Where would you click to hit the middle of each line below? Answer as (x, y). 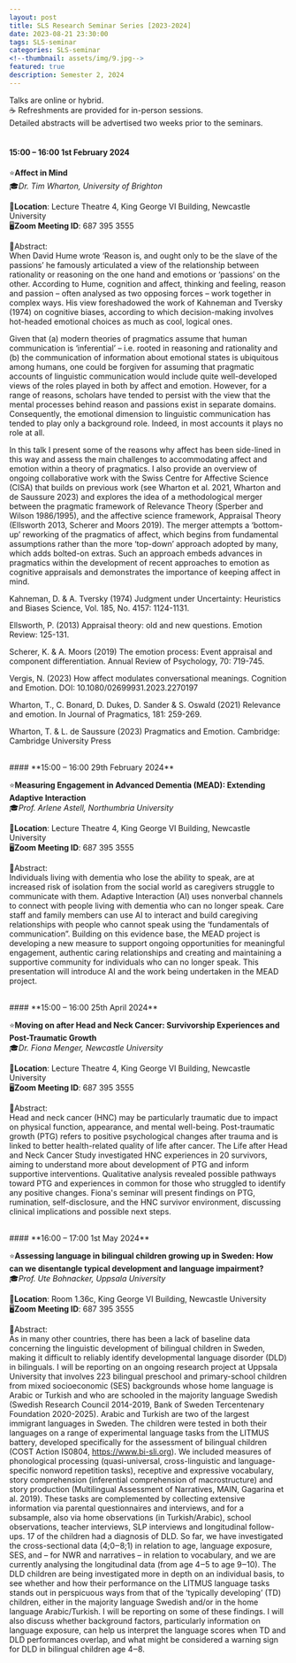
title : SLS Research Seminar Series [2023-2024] (100, 26)
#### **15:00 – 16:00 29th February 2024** (92, 767)
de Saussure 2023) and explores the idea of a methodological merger (136, 497)
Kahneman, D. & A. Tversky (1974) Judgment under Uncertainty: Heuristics (145, 598)
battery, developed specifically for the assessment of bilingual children (138, 1442)
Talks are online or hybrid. (57, 100)
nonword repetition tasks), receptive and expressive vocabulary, (157, 1470)
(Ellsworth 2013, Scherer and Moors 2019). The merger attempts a (129, 525)
